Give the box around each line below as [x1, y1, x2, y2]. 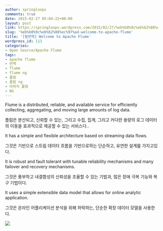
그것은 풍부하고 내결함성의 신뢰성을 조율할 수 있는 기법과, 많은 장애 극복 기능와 [5, 174, 153, 180]
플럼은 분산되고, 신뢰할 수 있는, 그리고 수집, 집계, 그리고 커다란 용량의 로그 [5, 117, 145, 123]
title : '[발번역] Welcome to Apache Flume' [5, 35, 91, 39]
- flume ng [5, 71, 27, 75]
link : [5, 25, 16, 30]
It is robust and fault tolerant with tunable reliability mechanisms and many [5, 159, 154, 164]
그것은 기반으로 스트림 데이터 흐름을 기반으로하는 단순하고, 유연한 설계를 [5, 143, 141, 149]
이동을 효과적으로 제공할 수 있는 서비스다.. [10, 123, 89, 129]
